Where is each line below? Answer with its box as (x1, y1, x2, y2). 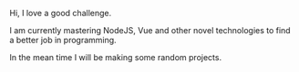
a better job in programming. (9, 35, 117, 45)
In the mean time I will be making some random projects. (9, 52, 222, 62)
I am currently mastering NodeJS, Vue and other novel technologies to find (9, 25, 291, 35)
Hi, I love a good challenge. (9, 8, 112, 18)
